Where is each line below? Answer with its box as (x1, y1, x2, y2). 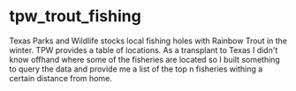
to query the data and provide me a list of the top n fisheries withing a (9, 64, 263, 74)
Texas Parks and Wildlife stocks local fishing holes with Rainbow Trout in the (9, 35, 288, 46)
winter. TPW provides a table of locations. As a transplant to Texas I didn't (9, 44, 278, 55)
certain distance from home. (9, 72, 112, 83)
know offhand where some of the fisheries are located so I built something (9, 54, 280, 64)
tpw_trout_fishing (9, 6, 141, 27)
